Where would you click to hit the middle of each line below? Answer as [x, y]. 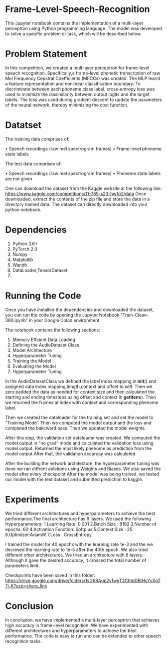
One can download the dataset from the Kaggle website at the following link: [83, 188]
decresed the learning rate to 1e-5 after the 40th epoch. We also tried [77, 549]
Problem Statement [46, 54]
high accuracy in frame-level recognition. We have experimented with [77, 625]
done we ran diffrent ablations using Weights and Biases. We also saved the [83, 468]
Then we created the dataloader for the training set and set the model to [79, 417]
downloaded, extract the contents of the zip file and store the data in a [78, 199]
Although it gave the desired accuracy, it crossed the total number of [76, 560]
